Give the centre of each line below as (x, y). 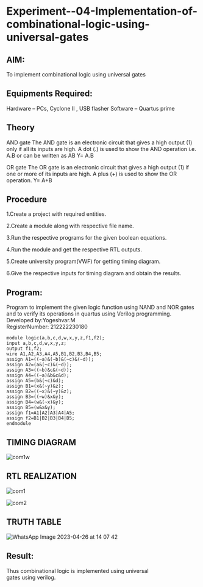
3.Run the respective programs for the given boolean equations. (87, 238)
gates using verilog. (31, 577)
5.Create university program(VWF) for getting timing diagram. (84, 262)
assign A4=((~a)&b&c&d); (38, 375)
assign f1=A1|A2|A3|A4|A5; (41, 413)
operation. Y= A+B (29, 180)
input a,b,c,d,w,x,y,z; (37, 344)
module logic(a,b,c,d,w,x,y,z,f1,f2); (55, 338)
